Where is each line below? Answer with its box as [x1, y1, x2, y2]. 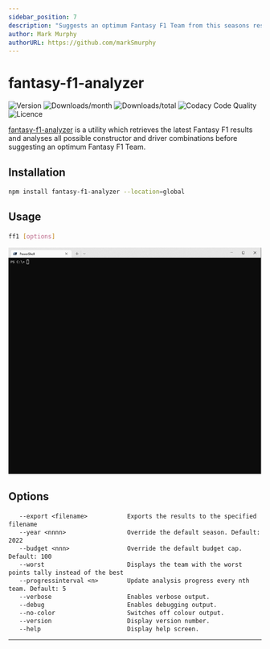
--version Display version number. [18, 617, 211, 625]
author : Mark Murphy [8, 30, 78, 38]
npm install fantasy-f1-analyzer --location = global [8, 188, 185, 196]
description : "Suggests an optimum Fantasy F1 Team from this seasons [8, 21, 250, 30]
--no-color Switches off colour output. [18, 609, 225, 617]
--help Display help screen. [18, 625, 199, 633]
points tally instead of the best [8, 568, 125, 577]
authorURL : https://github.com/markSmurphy [8, 39, 157, 47]
